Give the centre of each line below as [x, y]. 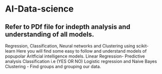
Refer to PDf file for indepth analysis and [68, 27]
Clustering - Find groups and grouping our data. [53, 67]
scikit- [142, 46]
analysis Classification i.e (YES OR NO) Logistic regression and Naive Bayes [81, 61]
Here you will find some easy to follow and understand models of [81, 51]
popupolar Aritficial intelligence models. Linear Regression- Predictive [75, 56]
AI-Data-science [39, 9]
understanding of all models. [50, 34]
